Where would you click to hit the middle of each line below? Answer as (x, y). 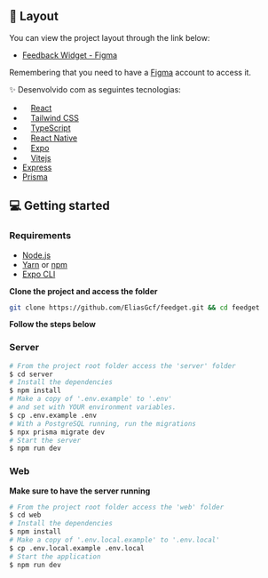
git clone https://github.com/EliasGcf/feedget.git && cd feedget (134, 308)
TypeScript (51, 128)
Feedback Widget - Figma (70, 55)
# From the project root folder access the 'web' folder (117, 507)
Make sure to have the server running (80, 491)
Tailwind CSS (55, 117)
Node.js (36, 255)
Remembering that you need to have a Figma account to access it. (130, 72)
